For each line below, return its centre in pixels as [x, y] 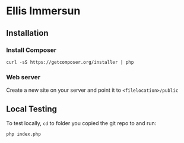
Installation [27, 33]
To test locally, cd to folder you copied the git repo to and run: [81, 123]
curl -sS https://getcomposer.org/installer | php [70, 62]
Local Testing [32, 109]
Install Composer [31, 50]
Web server [23, 77]
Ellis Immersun [43, 11]
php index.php [24, 134]
